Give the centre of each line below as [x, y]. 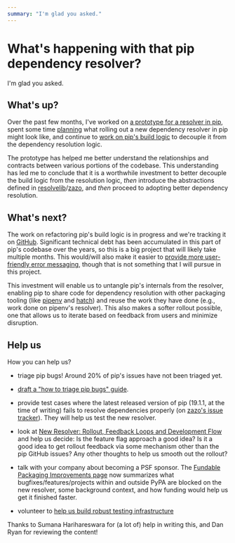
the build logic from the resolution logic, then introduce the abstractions [111, 181]
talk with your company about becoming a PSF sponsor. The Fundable [119, 467]
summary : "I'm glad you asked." [54, 14]
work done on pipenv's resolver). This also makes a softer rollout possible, [115, 308]
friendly [19, 264]
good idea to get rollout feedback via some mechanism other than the [118, 446]
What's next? [37, 218]
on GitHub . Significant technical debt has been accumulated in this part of [114, 242]
